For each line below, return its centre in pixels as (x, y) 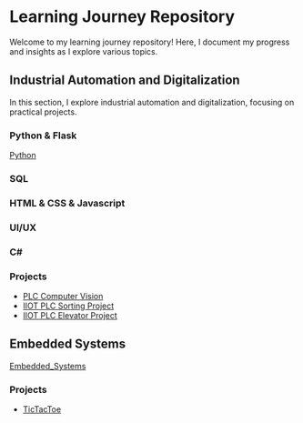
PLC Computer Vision (63, 297)
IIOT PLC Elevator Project (70, 316)
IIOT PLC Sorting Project (68, 306)
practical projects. (43, 112)
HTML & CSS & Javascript (67, 203)
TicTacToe (42, 409)
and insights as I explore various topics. (84, 51)
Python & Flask (43, 136)
